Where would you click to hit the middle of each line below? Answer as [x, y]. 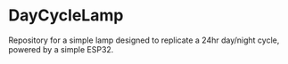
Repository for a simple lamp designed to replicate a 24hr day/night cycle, [144, 40]
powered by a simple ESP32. [61, 49]
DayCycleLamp [66, 16]
